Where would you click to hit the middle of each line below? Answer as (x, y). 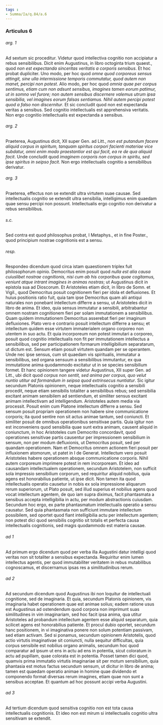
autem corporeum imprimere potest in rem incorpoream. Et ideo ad (73, 463)
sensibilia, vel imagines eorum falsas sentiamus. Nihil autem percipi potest (80, 99)
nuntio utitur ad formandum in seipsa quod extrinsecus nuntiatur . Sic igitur (80, 380)
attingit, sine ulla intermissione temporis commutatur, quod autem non (76, 78)
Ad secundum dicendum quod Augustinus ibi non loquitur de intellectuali (78, 593)
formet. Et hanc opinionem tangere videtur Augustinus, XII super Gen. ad (78, 370)
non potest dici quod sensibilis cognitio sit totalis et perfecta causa (72, 520)
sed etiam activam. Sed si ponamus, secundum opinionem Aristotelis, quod (81, 635)
